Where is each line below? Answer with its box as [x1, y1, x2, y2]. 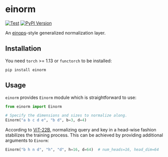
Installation [5, 44, 41, 53]
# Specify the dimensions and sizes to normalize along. [5, 113, 128, 118]
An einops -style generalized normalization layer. [5, 30, 106, 36]
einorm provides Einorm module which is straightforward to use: [5, 94, 137, 100]
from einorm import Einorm [5, 104, 62, 109]
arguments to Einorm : [5, 137, 49, 143]
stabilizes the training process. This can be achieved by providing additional [5, 132, 163, 138]
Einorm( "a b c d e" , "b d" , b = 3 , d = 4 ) [5, 118, 87, 123]
